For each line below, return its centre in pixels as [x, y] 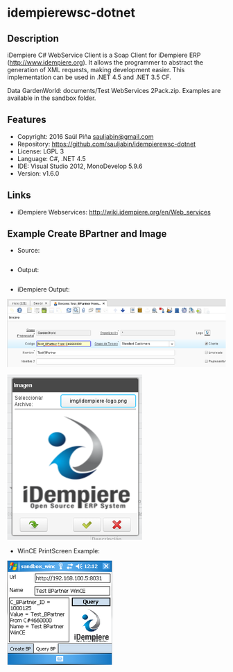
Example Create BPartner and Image [87, 234]
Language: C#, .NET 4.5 [52, 158]
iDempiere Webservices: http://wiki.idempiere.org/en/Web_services [114, 212]
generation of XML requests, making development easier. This [96, 70]
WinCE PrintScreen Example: [59, 551]
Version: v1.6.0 [38, 173]
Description [33, 39]
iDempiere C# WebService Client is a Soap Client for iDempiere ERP [104, 55]
